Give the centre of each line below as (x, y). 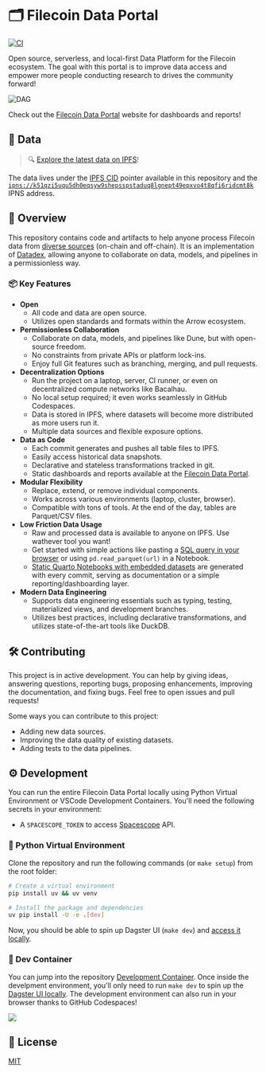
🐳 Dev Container (40, 959)
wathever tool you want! (71, 541)
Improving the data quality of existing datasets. (96, 740)
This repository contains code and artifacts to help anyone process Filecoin (132, 237)
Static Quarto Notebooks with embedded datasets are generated (137, 566)
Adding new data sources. (62, 731)
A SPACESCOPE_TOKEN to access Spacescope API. (97, 824)
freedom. (71, 347)
